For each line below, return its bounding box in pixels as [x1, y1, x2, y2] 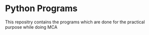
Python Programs [5, 3, 78, 14]
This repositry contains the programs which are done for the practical [5, 19, 145, 25]
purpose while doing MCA [5, 24, 58, 30]
